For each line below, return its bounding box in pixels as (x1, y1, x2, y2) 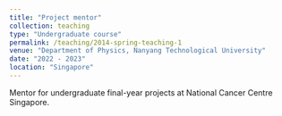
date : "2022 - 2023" (9, 54, 87, 63)
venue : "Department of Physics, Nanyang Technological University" (9, 46, 267, 55)
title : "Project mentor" (9, 12, 102, 22)
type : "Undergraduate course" (9, 29, 123, 38)
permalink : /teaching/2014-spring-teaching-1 (9, 37, 182, 47)
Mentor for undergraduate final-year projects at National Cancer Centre (9, 87, 273, 98)
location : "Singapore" (9, 63, 94, 72)
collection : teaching (9, 21, 90, 30)
